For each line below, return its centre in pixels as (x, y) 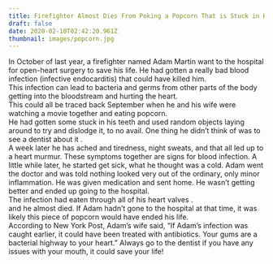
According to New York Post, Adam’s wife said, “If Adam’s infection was (128, 226)
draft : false (30, 24)
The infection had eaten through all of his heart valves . (101, 200)
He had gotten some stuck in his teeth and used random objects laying (127, 122)
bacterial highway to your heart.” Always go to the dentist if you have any (131, 243)
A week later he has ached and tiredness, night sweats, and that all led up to (136, 148)
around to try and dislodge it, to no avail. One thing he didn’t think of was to (134, 131)
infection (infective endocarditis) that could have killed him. (108, 79)
